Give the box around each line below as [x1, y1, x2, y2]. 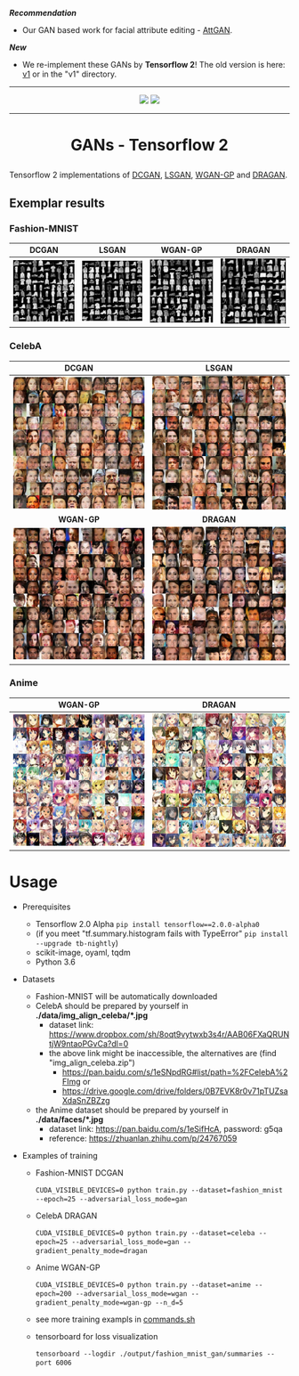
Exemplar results [9, 195, 105, 210]
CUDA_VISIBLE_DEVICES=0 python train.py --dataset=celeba [35, 1229, 255, 1238]
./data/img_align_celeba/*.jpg [35, 1010, 149, 1021]
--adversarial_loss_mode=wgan [75, 1290, 188, 1299]
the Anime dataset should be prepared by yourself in [35, 1104, 229, 1116]
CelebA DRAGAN [35, 1210, 98, 1221]
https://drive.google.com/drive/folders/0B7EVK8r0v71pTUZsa [61, 1086, 288, 1096]
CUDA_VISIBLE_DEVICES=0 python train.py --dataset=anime [35, 1281, 252, 1290]
